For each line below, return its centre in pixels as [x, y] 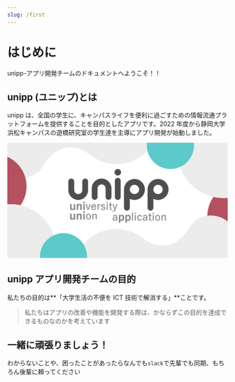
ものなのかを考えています [73, 321]
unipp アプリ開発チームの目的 [72, 279]
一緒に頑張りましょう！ [58, 345]
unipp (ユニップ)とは [52, 97]
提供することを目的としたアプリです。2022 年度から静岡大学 [138, 124]
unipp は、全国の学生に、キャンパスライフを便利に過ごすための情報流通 [111, 115]
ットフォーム [26, 124]
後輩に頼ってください [50, 372]
